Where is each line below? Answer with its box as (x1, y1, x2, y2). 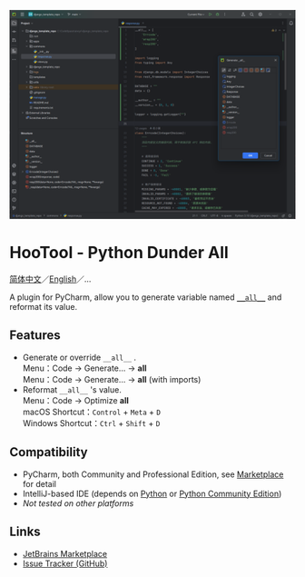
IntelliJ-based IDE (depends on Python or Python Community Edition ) (22, 488, 282, 499)
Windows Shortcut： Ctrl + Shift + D (22, 417, 161, 428)
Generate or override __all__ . (22, 352, 137, 363)
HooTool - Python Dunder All (9, 243, 229, 264)
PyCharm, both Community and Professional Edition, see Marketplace (22, 469, 284, 480)
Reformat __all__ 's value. (22, 383, 123, 395)
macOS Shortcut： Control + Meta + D (22, 406, 162, 417)
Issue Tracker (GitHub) (22, 558, 108, 569)
